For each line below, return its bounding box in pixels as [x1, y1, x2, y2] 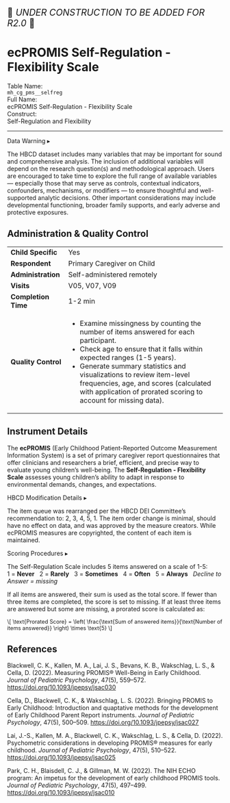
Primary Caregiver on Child [68, 258, 155, 268]
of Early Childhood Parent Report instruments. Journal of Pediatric [7, 711, 195, 719]
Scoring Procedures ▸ [7, 549, 68, 557]
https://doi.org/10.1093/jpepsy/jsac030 [7, 683, 116, 691]
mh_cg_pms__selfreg [7, 89, 63, 96]
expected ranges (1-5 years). [79, 353, 177, 362]
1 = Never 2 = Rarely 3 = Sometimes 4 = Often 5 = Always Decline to [7, 570, 222, 578]
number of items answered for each [79, 327, 195, 336]
